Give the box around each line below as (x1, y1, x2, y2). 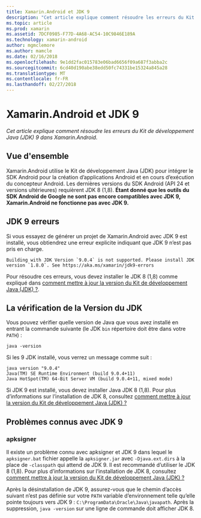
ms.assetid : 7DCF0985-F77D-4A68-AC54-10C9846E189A (6, 31, 136, 37)
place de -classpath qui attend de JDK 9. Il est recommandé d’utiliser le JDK (6, 461, 196, 469)
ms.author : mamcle (6, 48, 52, 54)
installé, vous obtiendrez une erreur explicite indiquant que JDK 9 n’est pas (6, 239, 192, 246)
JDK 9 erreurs (6, 217, 60, 227)
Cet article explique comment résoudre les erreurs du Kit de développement (6, 127, 194, 134)
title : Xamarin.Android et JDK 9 (6, 8, 90, 15)
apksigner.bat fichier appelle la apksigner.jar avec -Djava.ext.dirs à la (6, 455, 185, 462)
